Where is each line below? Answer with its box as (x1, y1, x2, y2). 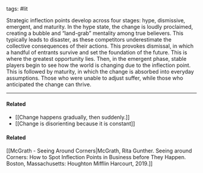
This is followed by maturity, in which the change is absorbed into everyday (6, 68, 195, 75)
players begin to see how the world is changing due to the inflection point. (6, 61, 191, 69)
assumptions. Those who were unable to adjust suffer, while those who (6, 75, 183, 81)
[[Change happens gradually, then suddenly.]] (14, 114, 130, 121)
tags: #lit (6, 5, 28, 12)
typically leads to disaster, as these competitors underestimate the (6, 36, 172, 43)
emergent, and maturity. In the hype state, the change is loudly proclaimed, (6, 24, 193, 30)
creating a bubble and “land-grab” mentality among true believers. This (6, 30, 184, 37)
